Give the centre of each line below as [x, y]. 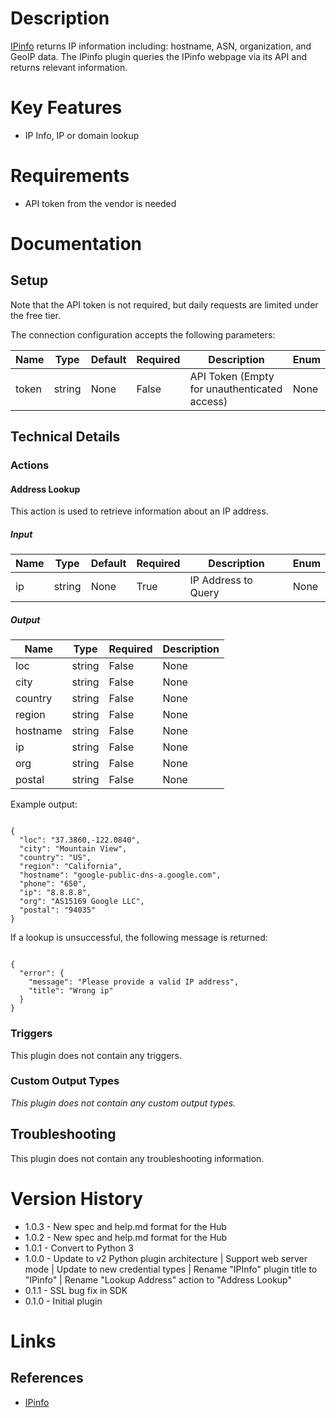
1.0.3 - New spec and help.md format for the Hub [125, 1226]
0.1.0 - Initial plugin [63, 1301]
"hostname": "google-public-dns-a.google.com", [120, 875]
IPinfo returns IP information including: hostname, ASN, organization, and [161, 46]
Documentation [76, 244]
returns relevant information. [69, 67]
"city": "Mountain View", [73, 849]
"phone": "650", [53, 884]
